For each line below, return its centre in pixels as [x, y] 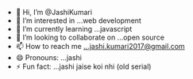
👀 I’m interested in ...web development [78, 21]
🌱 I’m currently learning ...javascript [74, 29]
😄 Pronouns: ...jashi [48, 58]
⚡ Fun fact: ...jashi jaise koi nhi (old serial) [83, 66]
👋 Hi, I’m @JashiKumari [54, 12]
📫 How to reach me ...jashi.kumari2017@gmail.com [100, 46]
